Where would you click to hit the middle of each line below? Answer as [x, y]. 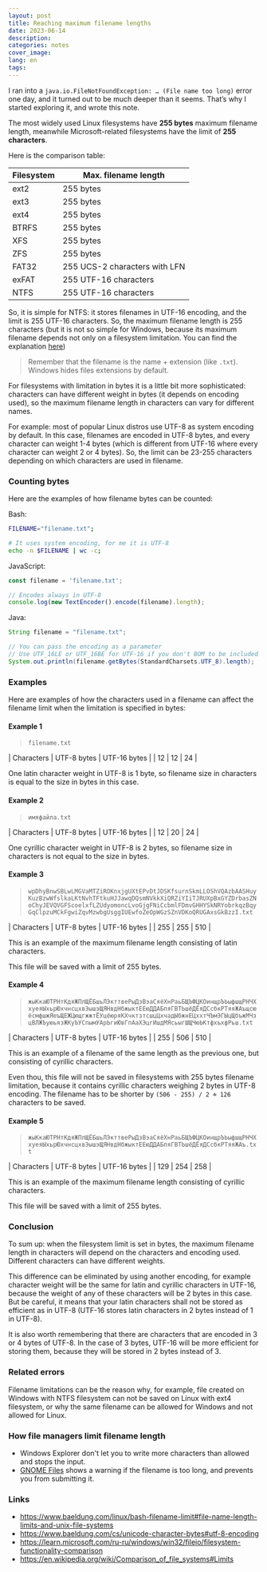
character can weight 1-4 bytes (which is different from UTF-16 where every [133, 444]
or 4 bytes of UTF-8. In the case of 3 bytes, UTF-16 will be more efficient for [133, 1343]
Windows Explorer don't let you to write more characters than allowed [134, 1453]
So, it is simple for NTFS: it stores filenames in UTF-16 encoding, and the [128, 312]
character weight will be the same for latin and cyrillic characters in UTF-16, [132, 1285]
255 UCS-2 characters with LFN [124, 266]
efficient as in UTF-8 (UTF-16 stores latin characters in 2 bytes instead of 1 [131, 1311]
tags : [17, 68]
